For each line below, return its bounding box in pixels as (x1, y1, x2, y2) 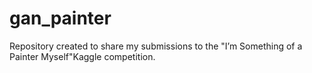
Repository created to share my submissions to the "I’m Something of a (9, 40, 303, 52)
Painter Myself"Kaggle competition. (9, 50, 156, 62)
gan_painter (9, 7, 112, 30)
